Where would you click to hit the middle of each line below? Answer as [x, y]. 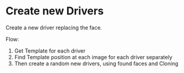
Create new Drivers [55, 11]
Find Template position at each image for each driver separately [93, 57]
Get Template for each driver [50, 51]
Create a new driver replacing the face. [54, 28]
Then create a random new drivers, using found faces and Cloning [96, 63]
